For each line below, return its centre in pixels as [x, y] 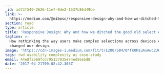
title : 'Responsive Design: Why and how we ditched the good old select [81, 32]
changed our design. [30, 46]
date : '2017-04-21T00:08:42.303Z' [40, 64]
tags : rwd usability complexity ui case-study [53, 55]
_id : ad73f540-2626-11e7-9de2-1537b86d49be [50, 9]
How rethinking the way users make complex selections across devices [83, 41]
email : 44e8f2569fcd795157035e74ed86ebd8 [48, 59]
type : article [20, 28]
